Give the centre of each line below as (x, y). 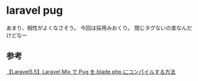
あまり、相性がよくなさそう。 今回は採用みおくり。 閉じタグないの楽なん (97, 28)
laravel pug (34, 10)
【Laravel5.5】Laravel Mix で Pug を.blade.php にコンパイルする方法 (91, 71)
